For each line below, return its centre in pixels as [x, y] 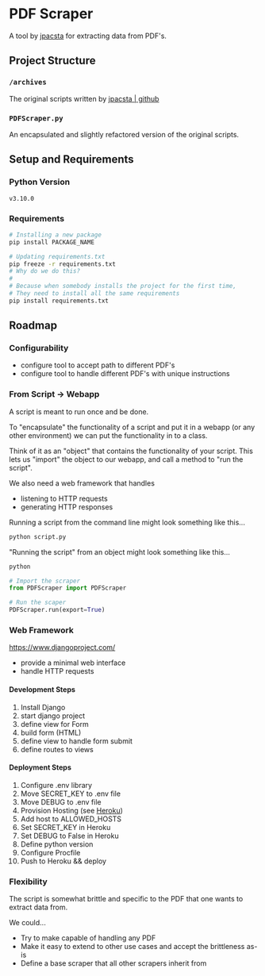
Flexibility [29, 882]
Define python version [57, 844]
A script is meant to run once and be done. [79, 411]
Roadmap [33, 326]
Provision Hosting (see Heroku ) [72, 810]
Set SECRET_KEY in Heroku [65, 827]
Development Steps [42, 689]
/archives [28, 83]
